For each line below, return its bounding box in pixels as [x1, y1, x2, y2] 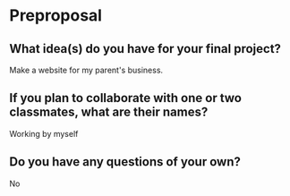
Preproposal [9, 5, 103, 26]
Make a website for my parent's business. [9, 64, 164, 75]
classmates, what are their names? [9, 105, 209, 120]
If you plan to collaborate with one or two [9, 90, 242, 106]
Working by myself [9, 128, 79, 139]
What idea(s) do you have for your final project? [9, 41, 282, 56]
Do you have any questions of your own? [9, 154, 242, 170]
